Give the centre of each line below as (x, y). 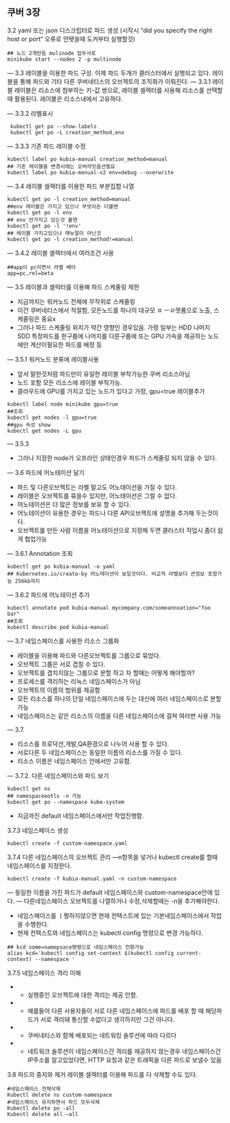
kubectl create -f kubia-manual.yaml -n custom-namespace (92, 878)
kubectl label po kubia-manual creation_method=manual (87, 159)
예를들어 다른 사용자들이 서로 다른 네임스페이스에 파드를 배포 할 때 (116, 1011)
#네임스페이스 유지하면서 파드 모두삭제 (53, 1102)
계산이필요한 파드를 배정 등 (66, 344)
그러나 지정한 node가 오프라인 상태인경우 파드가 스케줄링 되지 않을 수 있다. (117, 457)
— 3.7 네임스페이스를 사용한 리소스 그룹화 (63, 641)
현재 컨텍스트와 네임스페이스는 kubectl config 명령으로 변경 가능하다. (110, 933)
